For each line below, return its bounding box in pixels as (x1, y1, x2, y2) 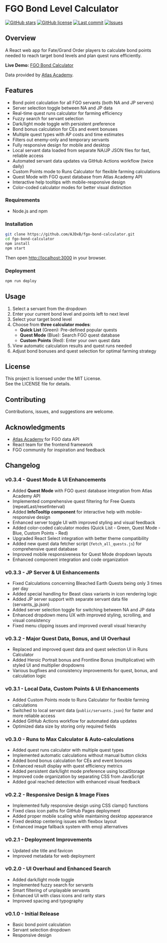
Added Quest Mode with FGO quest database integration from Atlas (12, 487, 153, 494)
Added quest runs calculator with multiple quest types (12, 747, 124, 753)
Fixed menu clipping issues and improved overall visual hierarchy (12, 623, 147, 629)
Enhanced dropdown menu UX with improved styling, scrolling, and (12, 612, 151, 618)
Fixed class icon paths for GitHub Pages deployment (12, 808, 121, 814)
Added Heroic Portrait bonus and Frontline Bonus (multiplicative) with (12, 657, 156, 663)
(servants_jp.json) (12, 601, 50, 607)
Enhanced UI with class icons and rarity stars (12, 892, 106, 898)
